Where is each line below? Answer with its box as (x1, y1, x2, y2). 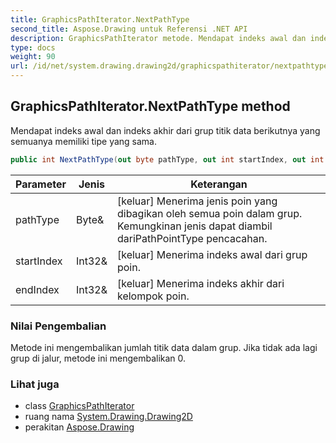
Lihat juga (10, 377, 60, 391)
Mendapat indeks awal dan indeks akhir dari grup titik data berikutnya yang (10, 124, 321, 136)
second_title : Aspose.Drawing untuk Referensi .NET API (10, 24, 248, 34)
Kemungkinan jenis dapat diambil (116, 219, 273, 233)
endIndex (15, 282, 60, 296)
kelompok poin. (116, 289, 190, 303)
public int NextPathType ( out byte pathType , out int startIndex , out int (10, 154, 325, 165)
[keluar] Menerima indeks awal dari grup (116, 247, 308, 261)
